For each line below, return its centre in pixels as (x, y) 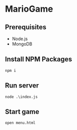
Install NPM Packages (39, 59)
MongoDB (22, 44)
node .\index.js (21, 97)
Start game (22, 112)
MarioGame (29, 9)
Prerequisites (26, 27)
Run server (22, 86)
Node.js (20, 39)
